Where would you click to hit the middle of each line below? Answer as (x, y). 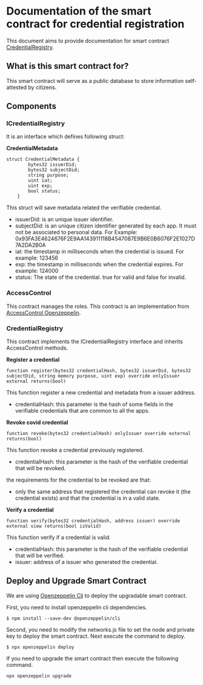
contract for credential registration (95, 24)
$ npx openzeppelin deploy (40, 647)
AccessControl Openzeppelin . (44, 312)
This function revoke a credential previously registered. (75, 450)
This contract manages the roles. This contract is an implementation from (98, 306)
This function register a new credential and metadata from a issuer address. (101, 393)
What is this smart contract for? (68, 66)
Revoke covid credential (37, 422)
